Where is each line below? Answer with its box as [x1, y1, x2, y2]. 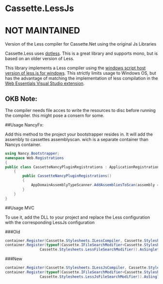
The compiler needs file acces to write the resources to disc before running [5, 107, 156, 113]
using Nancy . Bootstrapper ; [5, 151, 60, 156]
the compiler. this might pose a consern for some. [5, 112, 104, 118]
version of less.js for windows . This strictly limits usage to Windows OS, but [5, 70, 156, 76]
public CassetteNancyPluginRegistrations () [22, 174, 112, 178]
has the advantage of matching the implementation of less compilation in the [5, 76, 158, 81]
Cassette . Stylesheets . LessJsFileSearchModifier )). [39, 274, 145, 279]
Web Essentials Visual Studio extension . [5, 80, 85, 86]
